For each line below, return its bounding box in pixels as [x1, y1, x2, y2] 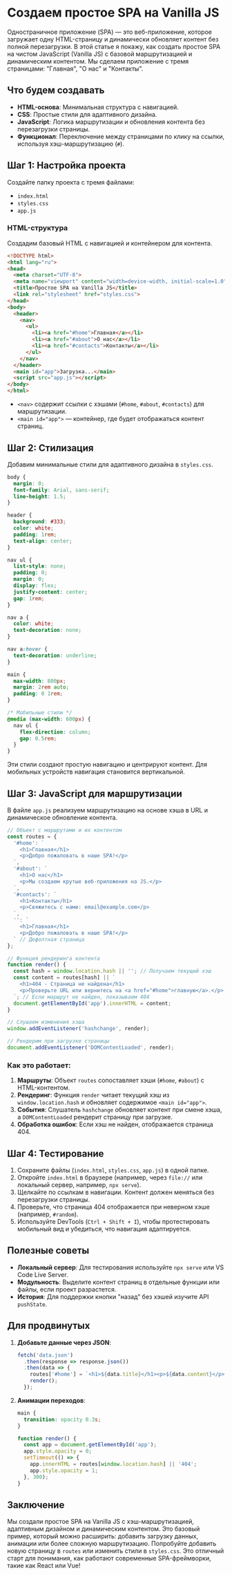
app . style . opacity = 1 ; [30, 1467, 99, 1474]
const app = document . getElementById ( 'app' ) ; [23, 1442, 157, 1448]
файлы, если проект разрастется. [17, 1285, 117, 1294]
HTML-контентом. [17, 1083, 70, 1092]
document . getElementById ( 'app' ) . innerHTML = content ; [13, 1000, 171, 1007]
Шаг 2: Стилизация [7, 442, 94, 454]
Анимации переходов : [17, 1396, 86, 1404]
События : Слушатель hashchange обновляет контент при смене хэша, [17, 1106, 222, 1114]
